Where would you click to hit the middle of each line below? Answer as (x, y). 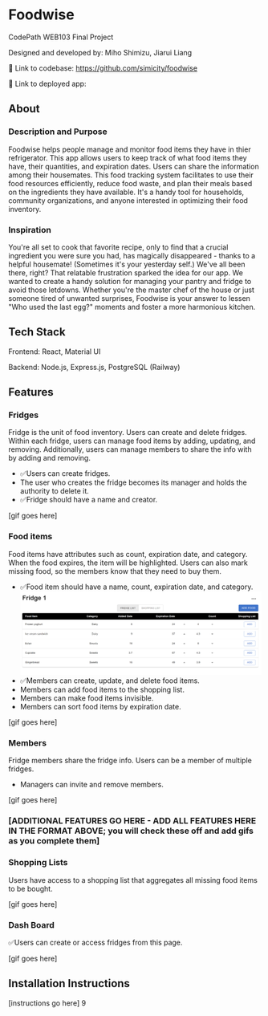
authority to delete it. (55, 491)
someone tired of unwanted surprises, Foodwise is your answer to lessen (130, 298)
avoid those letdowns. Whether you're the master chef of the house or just (132, 290)
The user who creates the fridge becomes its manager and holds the (133, 482)
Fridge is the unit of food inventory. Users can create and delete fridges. (128, 433)
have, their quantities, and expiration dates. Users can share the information (134, 166)
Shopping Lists (38, 863)
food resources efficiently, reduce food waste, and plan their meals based (130, 183)
